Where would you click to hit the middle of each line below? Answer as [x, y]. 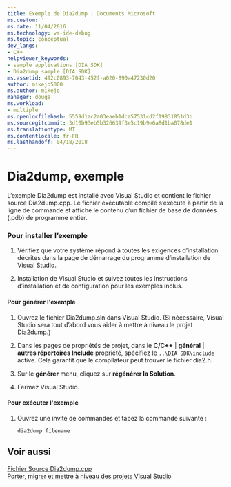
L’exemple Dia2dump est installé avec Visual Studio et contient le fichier [109, 196]
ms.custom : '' [28, 20]
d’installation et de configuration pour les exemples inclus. [100, 286]
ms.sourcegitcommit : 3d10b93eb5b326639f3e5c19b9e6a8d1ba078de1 [100, 123]
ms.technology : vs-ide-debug [49, 33]
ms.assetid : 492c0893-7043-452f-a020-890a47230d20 [81, 78]
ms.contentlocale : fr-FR [43, 136]
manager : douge [29, 98]
